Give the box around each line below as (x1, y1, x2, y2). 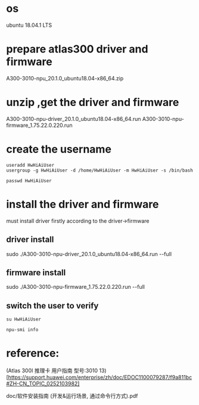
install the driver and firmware (6, 197, 159, 211)
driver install (6, 235, 54, 245)
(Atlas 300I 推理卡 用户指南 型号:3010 (6, 367, 98, 374)
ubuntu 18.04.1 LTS (6, 21, 52, 29)
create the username (6, 142, 112, 156)
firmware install (6, 267, 66, 278)
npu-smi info (6, 327, 39, 333)
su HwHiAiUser (6, 316, 42, 323)
